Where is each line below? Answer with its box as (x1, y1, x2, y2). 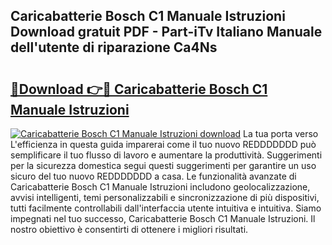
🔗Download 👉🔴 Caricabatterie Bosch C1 (10, 80, 268, 98)
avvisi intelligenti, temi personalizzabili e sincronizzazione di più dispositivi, (10, 192, 320, 203)
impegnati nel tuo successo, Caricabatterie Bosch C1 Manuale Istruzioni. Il (10, 213, 316, 224)
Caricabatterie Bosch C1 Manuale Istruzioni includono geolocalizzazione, (10, 181, 311, 193)
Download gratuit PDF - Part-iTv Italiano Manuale (10, 24, 323, 41)
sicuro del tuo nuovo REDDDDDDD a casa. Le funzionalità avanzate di (10, 170, 297, 182)
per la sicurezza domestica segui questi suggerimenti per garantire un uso (10, 160, 317, 171)
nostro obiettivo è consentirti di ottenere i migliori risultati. (10, 224, 249, 235)
